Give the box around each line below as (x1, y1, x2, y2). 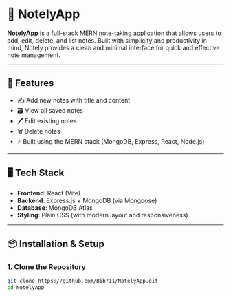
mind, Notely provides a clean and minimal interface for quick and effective (7, 43, 220, 52)
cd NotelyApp (7, 284, 45, 291)
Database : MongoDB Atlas (16, 203, 93, 212)
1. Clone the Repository (7, 262, 86, 271)
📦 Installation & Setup (7, 237, 105, 250)
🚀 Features (7, 77, 54, 89)
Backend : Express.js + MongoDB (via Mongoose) (16, 196, 157, 204)
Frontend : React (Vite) (16, 189, 81, 197)
